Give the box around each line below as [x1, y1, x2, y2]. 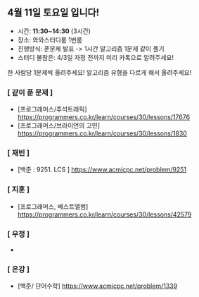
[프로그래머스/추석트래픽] [17, 105, 87, 114]
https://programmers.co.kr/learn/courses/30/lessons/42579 [17, 210, 192, 219]
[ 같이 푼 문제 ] [7, 87, 53, 97]
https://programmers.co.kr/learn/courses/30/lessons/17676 [17, 113, 191, 121]
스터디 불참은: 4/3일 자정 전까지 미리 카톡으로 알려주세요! [17, 53, 174, 61]
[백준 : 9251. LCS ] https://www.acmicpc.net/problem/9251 [17, 165, 187, 174]
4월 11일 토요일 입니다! [7, 6, 100, 19]
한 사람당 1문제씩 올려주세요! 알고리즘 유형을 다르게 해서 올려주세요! [7, 68, 192, 76]
